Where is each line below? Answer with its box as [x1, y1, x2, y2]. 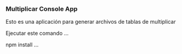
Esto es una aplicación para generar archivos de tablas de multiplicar [5, 18, 176, 26]
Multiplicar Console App [5, 5, 78, 13]
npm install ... [5, 41, 39, 49]
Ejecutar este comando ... [5, 30, 69, 37]
